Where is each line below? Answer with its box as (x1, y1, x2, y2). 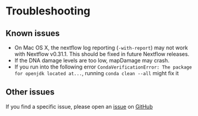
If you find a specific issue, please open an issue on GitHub (5, 103, 153, 110)
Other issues (5, 87, 55, 97)
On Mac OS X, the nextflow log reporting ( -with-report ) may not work (14, 44, 188, 51)
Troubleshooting (5, 4, 91, 18)
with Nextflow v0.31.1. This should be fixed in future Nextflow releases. (14, 50, 190, 58)
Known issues (5, 28, 60, 38)
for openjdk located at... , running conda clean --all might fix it (14, 70, 179, 76)
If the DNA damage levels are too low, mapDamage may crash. (14, 57, 170, 64)
